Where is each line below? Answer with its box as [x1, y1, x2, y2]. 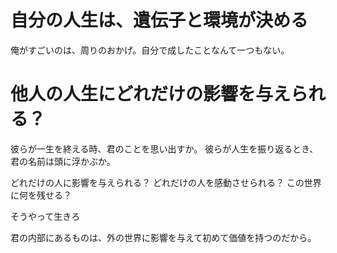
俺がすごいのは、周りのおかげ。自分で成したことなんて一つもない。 [10, 44, 290, 56]
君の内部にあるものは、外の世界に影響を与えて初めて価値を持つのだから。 [10, 231, 317, 243]
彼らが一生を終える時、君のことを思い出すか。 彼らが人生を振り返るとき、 [10, 142, 319, 155]
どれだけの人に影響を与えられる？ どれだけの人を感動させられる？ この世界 [10, 176, 322, 188]
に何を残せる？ [10, 189, 72, 201]
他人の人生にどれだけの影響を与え [10, 83, 292, 106]
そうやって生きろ [10, 210, 81, 222]
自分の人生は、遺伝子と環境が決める [10, 9, 309, 32]
